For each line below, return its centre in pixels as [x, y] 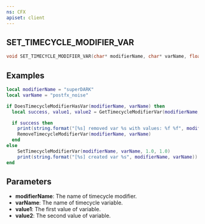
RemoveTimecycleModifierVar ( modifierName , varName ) [84, 134]
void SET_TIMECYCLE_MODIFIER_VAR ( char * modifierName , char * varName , [97, 56]
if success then [32, 123]
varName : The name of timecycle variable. [69, 203]
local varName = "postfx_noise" [47, 95]
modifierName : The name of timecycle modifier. [76, 197]
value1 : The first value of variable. [58, 209]
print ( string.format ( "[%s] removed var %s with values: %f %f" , [101, 129]
